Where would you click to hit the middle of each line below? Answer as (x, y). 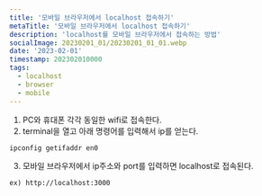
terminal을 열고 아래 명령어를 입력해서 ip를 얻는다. (110, 130)
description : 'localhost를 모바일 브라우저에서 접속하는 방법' (115, 34)
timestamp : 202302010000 (56, 59)
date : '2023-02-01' (46, 51)
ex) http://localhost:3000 (60, 183)
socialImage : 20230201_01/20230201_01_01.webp (98, 43)
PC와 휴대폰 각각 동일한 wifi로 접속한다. (92, 120)
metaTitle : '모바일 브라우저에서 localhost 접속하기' (100, 26)
